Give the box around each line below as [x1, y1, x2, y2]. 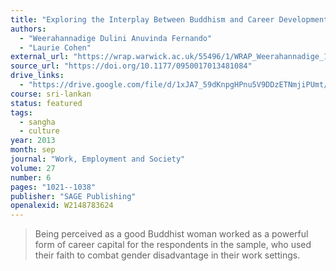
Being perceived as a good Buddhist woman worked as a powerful [34, 228, 309, 240]
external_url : [10, 52, 70, 62]
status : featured [10, 98, 83, 108]
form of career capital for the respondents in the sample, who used [34, 239, 312, 251]
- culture [19, 126, 60, 136]
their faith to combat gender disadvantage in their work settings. [34, 249, 301, 261]
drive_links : [10, 71, 65, 81]
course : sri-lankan [10, 89, 92, 99]
